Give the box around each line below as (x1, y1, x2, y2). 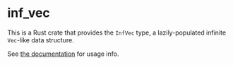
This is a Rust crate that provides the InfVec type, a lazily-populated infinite (7, 28, 227, 37)
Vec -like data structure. (7, 35, 74, 44)
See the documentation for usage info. (7, 49, 119, 58)
